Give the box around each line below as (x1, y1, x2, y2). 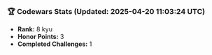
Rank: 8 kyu (17, 25, 52, 33)
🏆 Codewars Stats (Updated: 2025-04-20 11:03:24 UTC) (7, 6, 205, 16)
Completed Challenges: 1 (17, 40, 92, 48)
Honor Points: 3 (17, 33, 64, 41)
